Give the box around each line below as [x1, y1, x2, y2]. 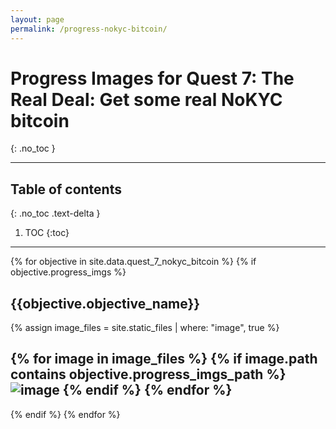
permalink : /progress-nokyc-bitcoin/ [10, 24, 168, 34]
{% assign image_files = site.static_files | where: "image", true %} [10, 322, 280, 334]
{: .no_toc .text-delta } [10, 207, 101, 220]
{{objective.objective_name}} [10, 295, 201, 312]
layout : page [10, 14, 65, 25]
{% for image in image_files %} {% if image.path [10, 351, 318, 368]
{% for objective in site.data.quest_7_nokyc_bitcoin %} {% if [10, 256, 257, 268]
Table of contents [10, 181, 122, 198]
